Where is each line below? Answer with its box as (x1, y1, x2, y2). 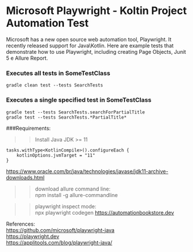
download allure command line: (35, 185, 111, 192)
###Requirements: (6, 125, 51, 132)
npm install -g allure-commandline (35, 191, 118, 198)
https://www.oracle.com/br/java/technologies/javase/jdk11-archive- (6, 168, 168, 175)
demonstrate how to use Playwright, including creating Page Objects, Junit (6, 48, 186, 55)
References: (6, 220, 35, 227)
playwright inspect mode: (35, 203, 96, 210)
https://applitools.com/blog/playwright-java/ (6, 239, 113, 246)
